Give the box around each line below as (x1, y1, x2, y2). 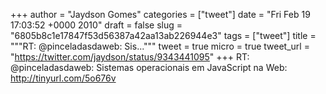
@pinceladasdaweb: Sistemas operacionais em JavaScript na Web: (10, 62, 288, 73)
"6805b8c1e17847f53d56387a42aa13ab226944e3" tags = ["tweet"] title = (10, 30, 317, 41)
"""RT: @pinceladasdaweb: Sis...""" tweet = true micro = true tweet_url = (10, 40, 310, 52)
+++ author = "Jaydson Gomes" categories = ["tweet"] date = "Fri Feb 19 (10, 9, 311, 20)
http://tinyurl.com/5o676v (10, 72, 117, 84)
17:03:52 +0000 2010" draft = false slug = (10, 19, 183, 31)
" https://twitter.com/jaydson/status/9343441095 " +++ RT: (10, 51, 250, 63)
